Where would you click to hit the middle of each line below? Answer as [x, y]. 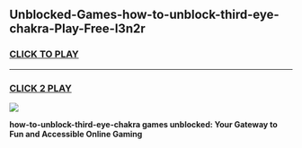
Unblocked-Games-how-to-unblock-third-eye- [145, 15]
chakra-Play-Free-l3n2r [77, 29]
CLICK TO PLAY [44, 55]
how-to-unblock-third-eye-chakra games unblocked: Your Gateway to [144, 124]
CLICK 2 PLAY [40, 88]
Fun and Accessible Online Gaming [76, 134]
